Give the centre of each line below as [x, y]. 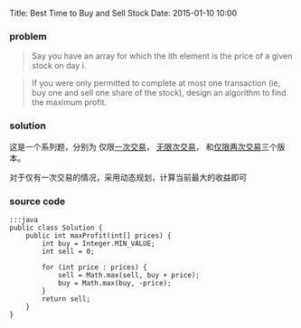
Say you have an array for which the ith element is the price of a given [162, 56]
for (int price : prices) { [94, 267]
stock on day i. [59, 66]
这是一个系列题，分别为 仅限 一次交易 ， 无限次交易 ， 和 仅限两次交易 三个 [143, 146]
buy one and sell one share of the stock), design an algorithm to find [159, 93]
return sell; [66, 299]
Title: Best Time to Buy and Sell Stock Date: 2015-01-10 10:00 [123, 13]
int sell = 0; [68, 251]
